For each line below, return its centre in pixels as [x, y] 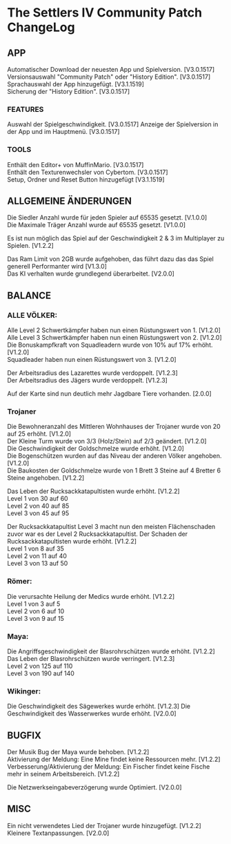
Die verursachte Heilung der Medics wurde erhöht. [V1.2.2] [91, 596]
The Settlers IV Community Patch [104, 13]
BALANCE [29, 295]
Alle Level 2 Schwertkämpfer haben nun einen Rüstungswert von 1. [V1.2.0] [114, 330]
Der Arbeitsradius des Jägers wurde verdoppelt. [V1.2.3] [87, 381]
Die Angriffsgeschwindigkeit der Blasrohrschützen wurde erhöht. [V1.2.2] [111, 651]
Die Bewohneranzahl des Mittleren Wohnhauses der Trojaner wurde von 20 [114, 427]
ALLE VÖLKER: [32, 315]
